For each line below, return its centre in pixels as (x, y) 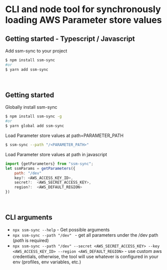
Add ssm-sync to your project (36, 51)
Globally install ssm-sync (31, 107)
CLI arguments (29, 218)
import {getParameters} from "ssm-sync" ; (49, 164)
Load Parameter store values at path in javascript (56, 154)
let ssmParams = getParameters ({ (40, 168)
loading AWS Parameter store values (84, 20)
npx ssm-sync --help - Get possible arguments (61, 230)
